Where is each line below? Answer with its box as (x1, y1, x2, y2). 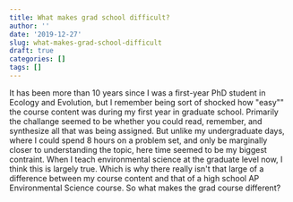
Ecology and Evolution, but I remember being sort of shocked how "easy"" (9, 97, 285, 107)
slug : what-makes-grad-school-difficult (9, 38, 163, 47)
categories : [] (9, 55, 66, 63)
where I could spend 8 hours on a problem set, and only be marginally (9, 135, 268, 146)
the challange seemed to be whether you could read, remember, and (9, 115, 263, 126)
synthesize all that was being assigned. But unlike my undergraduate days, (9, 125, 285, 136)
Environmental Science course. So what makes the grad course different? (9, 182, 281, 193)
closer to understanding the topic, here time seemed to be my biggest (9, 144, 267, 155)
